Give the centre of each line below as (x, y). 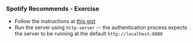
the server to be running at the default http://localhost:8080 (89, 34)
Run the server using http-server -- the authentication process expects (101, 27)
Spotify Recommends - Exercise (53, 9)
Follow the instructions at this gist (55, 21)
